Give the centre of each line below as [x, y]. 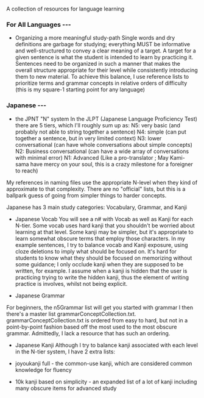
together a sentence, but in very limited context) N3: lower [88, 138]
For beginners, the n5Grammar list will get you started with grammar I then [100, 307]
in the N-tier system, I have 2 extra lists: [65, 351]
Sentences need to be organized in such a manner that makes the [98, 64]
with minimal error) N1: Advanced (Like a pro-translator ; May [92, 157]
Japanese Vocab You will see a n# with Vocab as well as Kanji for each [104, 219]
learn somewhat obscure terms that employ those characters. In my [100, 238]
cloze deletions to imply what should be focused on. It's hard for [96, 251]
